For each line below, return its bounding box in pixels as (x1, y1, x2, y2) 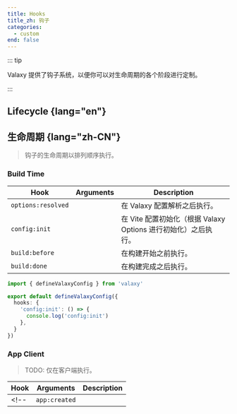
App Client (7, 349, 44, 359)
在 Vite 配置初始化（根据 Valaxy (121, 213, 226, 223)
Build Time (7, 169, 45, 179)
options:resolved (11, 201, 69, 209)
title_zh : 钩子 (7, 17, 50, 24)
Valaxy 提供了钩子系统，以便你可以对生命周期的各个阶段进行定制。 (7, 71, 202, 79)
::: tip (7, 56, 23, 64)
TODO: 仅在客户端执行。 (24, 365, 96, 374)
